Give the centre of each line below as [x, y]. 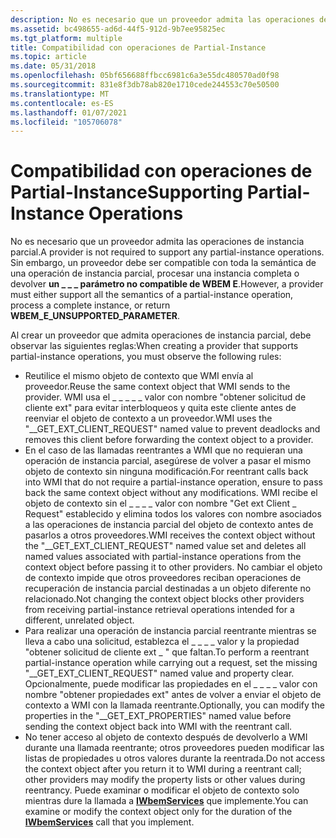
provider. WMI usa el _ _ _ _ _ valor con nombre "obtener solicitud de [165, 397]
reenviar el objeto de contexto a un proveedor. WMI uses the [148, 418]
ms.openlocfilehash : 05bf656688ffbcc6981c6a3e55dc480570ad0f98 [145, 76]
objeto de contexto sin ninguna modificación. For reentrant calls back [166, 472]
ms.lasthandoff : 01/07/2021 [69, 112]
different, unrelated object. [79, 620]
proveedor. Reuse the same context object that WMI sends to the [157, 387]
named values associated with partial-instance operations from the [163, 557]
